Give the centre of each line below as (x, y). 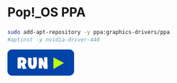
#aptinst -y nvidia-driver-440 (54, 40)
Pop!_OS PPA (47, 12)
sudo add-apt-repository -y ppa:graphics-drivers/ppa (89, 32)
